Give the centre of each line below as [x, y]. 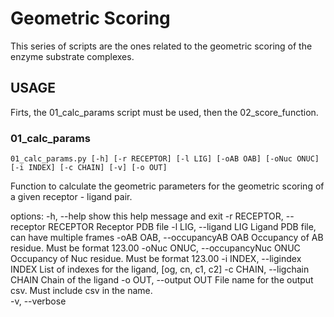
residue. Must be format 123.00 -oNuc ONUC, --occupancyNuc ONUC [155, 248]
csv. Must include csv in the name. [81, 291]
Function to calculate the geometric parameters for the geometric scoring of [167, 186]
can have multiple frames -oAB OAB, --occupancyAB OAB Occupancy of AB [167, 238]
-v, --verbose [38, 301]
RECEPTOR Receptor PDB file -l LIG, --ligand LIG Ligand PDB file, [182, 227]
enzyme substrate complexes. [72, 56]
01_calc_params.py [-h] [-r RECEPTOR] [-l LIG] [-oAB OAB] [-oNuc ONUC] [165, 159]
